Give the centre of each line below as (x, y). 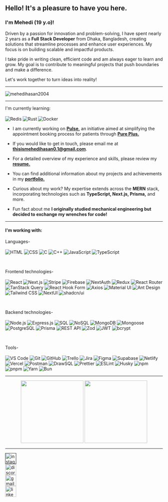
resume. (21, 164)
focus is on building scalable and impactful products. (59, 49)
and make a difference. (29, 70)
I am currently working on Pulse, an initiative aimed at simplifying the (83, 128)
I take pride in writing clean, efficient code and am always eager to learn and (84, 59)
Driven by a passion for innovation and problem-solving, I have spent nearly (83, 33)
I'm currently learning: (28, 108)
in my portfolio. (28, 179)
